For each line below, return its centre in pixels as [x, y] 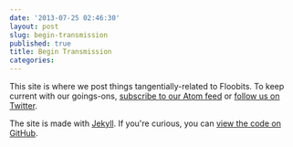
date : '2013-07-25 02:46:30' [65, 18]
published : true [40, 43]
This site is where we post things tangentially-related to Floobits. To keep [147, 86]
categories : [32, 60]
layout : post [34, 26]
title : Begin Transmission [61, 52]
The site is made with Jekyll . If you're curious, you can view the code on [145, 123]
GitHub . [24, 133]
